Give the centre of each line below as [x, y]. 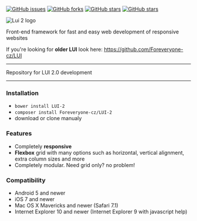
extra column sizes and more [50, 159]
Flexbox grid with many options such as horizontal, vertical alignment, [99, 152]
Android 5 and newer [40, 193]
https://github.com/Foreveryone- [143, 49]
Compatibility [26, 180]
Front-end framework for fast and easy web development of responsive [93, 32]
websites [17, 38]
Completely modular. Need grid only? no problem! [75, 165]
